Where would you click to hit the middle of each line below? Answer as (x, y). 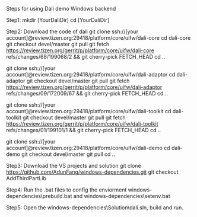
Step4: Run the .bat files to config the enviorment (66, 190)
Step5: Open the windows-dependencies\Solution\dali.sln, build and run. (95, 208)
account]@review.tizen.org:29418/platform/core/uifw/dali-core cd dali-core (99, 38)
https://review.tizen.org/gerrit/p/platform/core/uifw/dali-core (80, 50)
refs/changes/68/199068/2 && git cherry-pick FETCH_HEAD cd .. (86, 57)
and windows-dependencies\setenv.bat (122, 196)
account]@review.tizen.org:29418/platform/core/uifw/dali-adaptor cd (91, 74)
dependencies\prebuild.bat (39, 196)
